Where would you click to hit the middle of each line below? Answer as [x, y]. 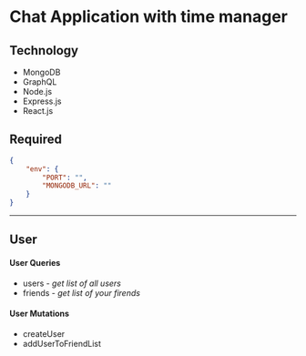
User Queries [35, 263]
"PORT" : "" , [65, 178]
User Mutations [40, 314]
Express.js [42, 101]
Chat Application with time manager [149, 17]
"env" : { [42, 169]
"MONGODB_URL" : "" [77, 186]
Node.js [37, 92]
